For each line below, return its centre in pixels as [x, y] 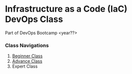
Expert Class [25, 66]
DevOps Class [34, 19]
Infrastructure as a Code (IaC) [66, 9]
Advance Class [27, 61]
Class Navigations [27, 45]
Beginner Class [27, 56]
